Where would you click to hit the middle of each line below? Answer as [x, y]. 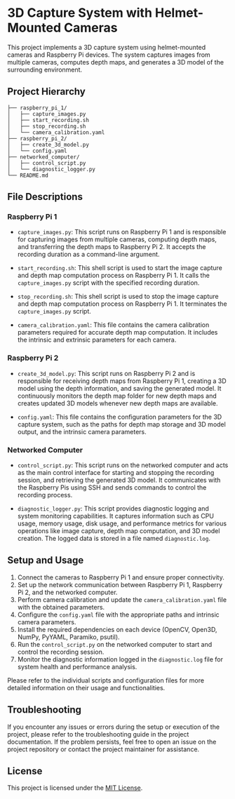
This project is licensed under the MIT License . [75, 788]
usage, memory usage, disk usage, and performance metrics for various [122, 523]
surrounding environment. [45, 69]
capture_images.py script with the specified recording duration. [108, 283]
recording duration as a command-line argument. [88, 255]
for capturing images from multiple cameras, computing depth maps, [117, 239]
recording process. [45, 495]
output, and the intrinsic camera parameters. [82, 431]
